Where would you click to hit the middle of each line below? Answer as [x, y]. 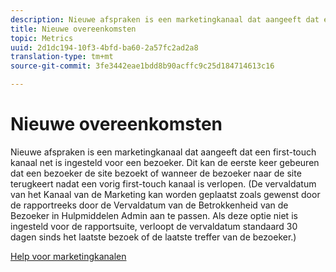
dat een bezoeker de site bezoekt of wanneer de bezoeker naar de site [156, 173]
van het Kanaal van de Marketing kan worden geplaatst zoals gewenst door [165, 194]
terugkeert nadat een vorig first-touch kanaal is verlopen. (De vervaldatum [163, 183]
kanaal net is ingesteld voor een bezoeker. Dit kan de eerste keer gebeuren [165, 162]
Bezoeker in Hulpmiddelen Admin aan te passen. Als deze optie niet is [154, 215]
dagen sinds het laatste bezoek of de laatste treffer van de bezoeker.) [153, 237]
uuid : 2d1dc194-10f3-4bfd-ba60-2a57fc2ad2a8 [104, 47]
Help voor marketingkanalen [68, 256]
